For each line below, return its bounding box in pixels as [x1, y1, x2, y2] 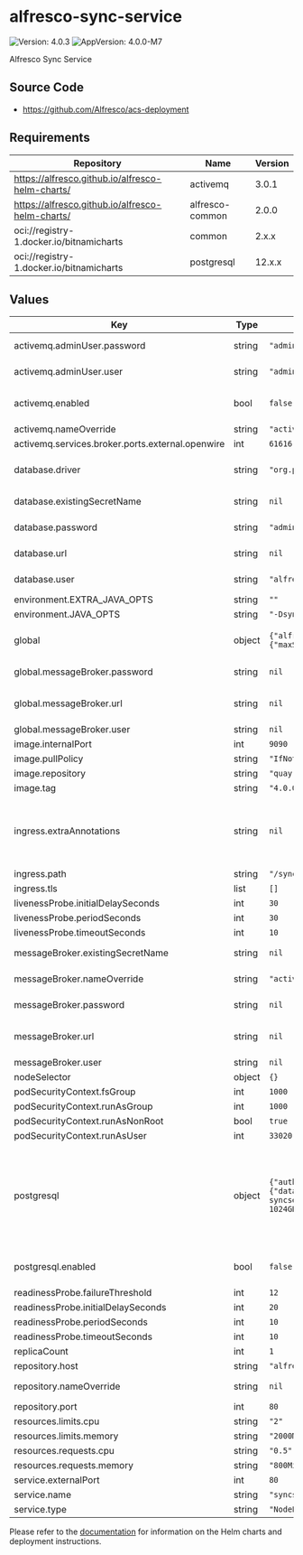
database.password [14, 521, 97, 534]
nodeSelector [14, 1071, 71, 1084]
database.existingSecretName [14, 495, 142, 507]
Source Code [9, 79, 84, 96]
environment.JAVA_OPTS [14, 608, 121, 620]
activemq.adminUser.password [14, 340, 146, 352]
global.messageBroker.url [14, 697, 124, 710]
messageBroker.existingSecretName [14, 946, 170, 959]
